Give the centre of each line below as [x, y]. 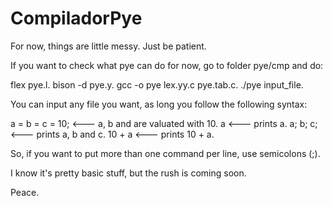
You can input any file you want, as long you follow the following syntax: [159, 104]
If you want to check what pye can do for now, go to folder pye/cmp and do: [167, 65]
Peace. [25, 192]
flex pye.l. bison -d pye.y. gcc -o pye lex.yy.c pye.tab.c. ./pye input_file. [157, 84]
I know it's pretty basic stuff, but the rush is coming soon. [128, 173]
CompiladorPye [76, 18]
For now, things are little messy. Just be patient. [108, 46]
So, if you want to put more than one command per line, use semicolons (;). [165, 153]
